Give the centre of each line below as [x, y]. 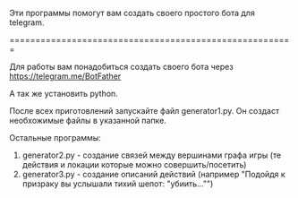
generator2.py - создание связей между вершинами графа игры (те [152, 155]
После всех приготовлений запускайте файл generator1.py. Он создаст [145, 111]
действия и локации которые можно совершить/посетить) [134, 164]
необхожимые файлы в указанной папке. [88, 121]
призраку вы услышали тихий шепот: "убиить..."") [118, 184]
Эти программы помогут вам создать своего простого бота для [132, 13]
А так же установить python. [64, 94]
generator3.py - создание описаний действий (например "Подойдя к [154, 174]
